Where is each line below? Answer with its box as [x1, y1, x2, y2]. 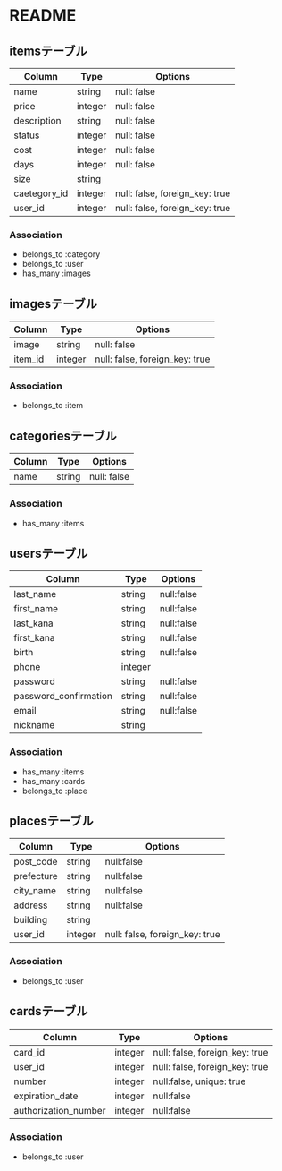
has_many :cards [21, 775, 86, 786]
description [13, 115, 62, 126]
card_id [13, 1046, 46, 1058]
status [13, 129, 40, 141]
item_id [13, 353, 45, 365]
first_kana [13, 632, 55, 645]
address [13, 899, 48, 911]
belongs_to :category [21, 249, 101, 260]
